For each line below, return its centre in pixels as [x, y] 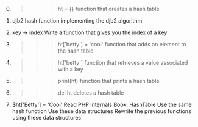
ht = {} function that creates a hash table [108, 9]
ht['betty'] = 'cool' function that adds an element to [122, 44]
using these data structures [47, 118]
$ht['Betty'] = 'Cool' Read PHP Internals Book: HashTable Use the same [102, 104]
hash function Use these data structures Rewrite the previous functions [102, 111]
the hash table [76, 51]
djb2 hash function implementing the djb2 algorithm [77, 20]
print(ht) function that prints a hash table [108, 81]
